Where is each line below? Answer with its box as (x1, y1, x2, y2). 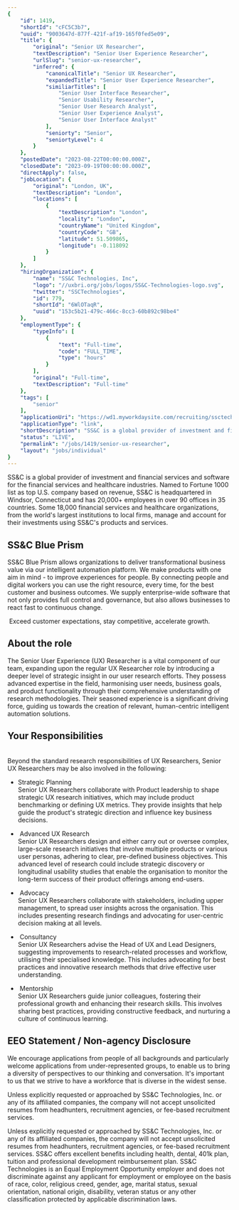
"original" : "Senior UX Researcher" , (33, 43, 144, 51)
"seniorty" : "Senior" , (45, 129, 113, 137)
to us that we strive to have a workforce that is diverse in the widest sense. (7, 1076, 227, 1085)
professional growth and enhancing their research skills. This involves (17, 999, 223, 1007)
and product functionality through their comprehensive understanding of (7, 686, 221, 695)
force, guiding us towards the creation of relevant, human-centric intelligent (7, 701, 230, 710)
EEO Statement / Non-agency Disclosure (7, 1035, 191, 1047)
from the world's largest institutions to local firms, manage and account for (7, 511, 227, 519)
